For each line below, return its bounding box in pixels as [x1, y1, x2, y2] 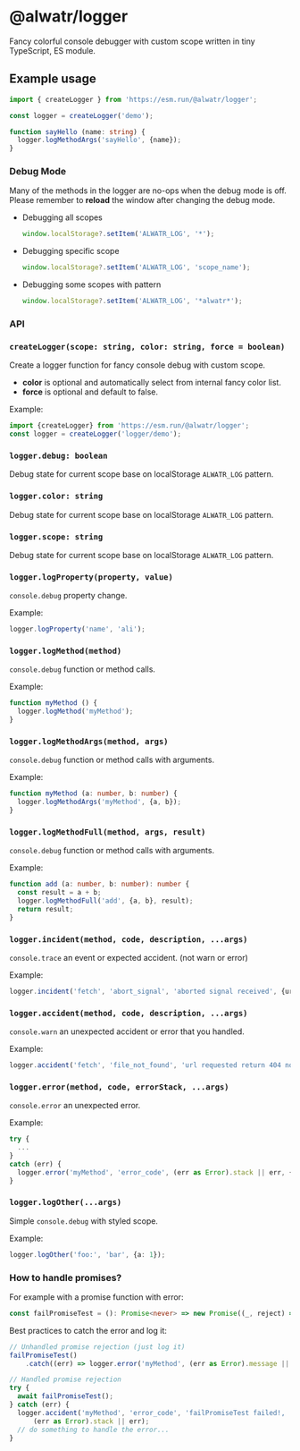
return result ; [17, 904, 74, 913]
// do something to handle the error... [17, 1425, 170, 1434]
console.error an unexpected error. [9, 1100, 141, 1111]
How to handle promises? [9, 1271, 122, 1284]
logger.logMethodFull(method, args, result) [9, 827, 206, 837]
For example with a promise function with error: [9, 1291, 184, 1303]
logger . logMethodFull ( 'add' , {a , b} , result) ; [17, 896, 194, 905]
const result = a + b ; [17, 888, 102, 897]
